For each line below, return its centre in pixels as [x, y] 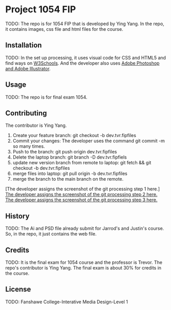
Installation [24, 45]
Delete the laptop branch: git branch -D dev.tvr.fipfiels [70, 157]
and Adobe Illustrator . [28, 68]
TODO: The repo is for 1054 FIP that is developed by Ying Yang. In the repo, [85, 24]
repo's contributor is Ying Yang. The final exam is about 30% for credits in [83, 268]
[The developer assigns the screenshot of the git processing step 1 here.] [83, 189]
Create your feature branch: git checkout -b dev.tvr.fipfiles [74, 135]
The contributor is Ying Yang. [36, 125]
